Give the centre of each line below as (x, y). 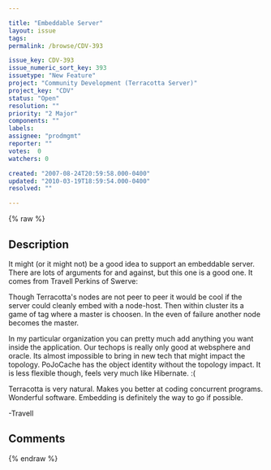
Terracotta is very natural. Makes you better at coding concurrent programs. (136, 389)
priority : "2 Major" (43, 113)
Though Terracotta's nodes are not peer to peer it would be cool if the (125, 297)
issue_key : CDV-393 (41, 61)
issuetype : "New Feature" (52, 76)
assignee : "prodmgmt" (45, 136)
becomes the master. (44, 323)
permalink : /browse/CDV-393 (56, 46)
